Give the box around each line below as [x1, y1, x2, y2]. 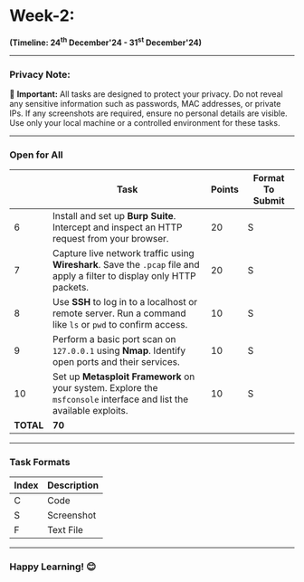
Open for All [9, 148, 63, 161]
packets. [52, 281, 89, 294]
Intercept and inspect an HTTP [52, 221, 183, 234]
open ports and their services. [52, 356, 181, 368]
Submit [252, 195, 285, 207]
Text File [47, 524, 84, 537]
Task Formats [9, 456, 71, 469]
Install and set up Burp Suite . [52, 210, 176, 223]
